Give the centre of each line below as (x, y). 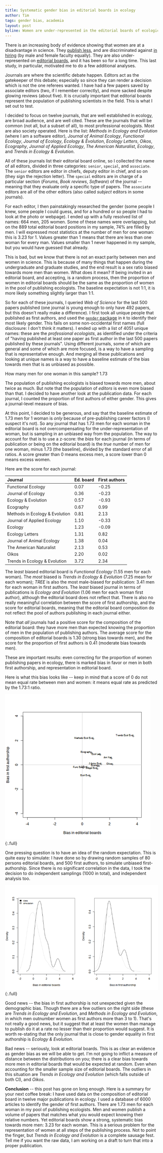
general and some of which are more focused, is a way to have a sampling (79, 349)
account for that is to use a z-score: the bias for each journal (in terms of (78, 439)
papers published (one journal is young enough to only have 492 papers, (78, 308)
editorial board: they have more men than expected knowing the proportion (80, 628)
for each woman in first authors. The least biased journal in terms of (73, 587)
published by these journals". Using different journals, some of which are (78, 344)
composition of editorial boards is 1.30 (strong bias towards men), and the (79, 638)
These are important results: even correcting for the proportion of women (78, 658)
